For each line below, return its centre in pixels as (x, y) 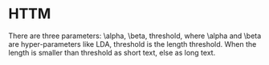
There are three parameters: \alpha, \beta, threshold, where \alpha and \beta (135, 36)
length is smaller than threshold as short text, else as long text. (112, 52)
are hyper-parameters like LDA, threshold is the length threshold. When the (132, 44)
